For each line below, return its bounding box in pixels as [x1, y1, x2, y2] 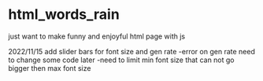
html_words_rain [8, 6, 120, 24]
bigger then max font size [8, 63, 91, 72]
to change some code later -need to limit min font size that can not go [8, 55, 235, 64]
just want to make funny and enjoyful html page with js [8, 31, 186, 41]
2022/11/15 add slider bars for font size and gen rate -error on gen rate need [8, 46, 256, 56]
